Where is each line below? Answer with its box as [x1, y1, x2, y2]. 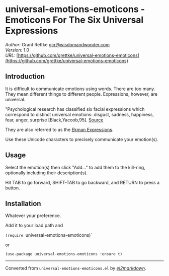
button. [5, 185, 20, 191]
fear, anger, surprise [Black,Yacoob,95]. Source [5, 117, 104, 123]
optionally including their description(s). [5, 170, 88, 176]
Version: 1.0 [5, 47, 29, 53]
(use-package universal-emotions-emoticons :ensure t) [5, 252, 123, 257]
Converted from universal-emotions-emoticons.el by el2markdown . [5, 265, 147, 271]
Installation [5, 199, 41, 208]
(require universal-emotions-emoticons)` [5, 232, 93, 238]
